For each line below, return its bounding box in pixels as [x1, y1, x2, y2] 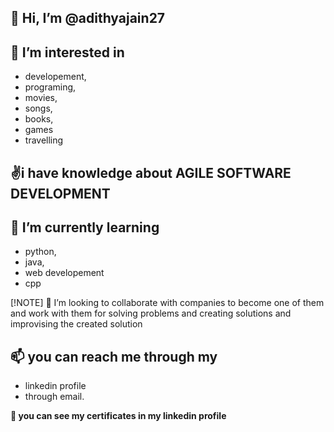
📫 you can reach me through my [10, 348, 218, 365]
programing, [24, 81, 77, 93]
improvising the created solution [10, 318, 143, 330]
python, [24, 246, 57, 258]
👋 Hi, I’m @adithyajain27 [10, 10, 166, 27]
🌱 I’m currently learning [10, 219, 160, 236]
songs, [24, 102, 53, 115]
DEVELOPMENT [10, 185, 111, 202]
